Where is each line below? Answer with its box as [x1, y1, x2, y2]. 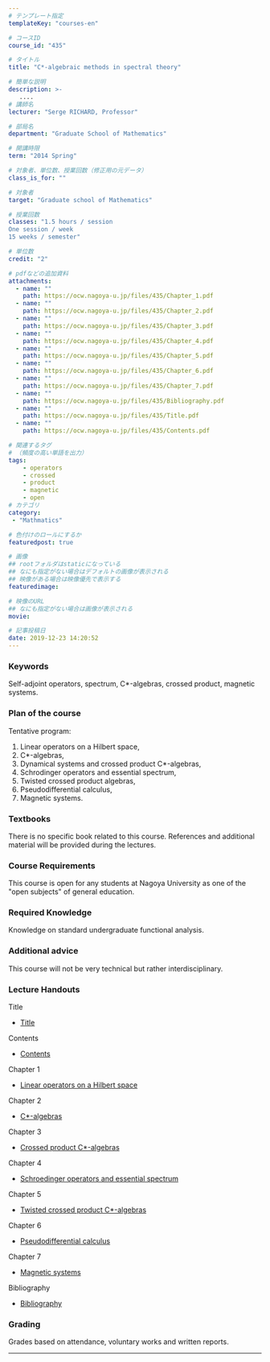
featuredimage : [8, 582, 59, 590]
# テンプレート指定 [8, 11, 64, 20]
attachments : [8, 277, 52, 285]
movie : [8, 612, 31, 620]
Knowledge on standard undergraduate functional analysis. [8, 925, 205, 935]
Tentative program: [8, 726, 72, 735]
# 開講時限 [8, 144, 40, 153]
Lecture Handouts [8, 983, 80, 995]
